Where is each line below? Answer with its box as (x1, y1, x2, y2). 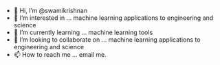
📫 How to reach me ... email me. (13, 51, 107, 58)
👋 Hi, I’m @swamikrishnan (13, 7, 88, 14)
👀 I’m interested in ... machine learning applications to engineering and (13, 14, 214, 22)
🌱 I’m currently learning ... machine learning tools (13, 28, 153, 36)
